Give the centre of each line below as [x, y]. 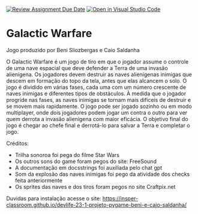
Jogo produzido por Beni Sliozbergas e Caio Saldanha [73, 50]
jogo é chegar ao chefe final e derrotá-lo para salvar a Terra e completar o [98, 125]
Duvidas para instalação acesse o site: [54, 198]
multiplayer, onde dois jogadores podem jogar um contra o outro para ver [97, 112]
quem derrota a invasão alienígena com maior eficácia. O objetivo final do [97, 119]
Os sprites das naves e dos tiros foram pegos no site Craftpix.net [95, 186]
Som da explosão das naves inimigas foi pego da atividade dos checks [102, 174]
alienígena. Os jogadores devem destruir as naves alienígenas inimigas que [99, 74]
